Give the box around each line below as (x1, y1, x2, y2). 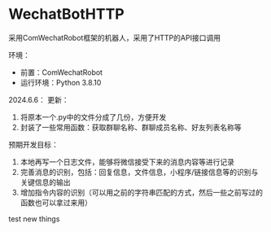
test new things (8, 213, 60, 224)
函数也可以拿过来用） (20, 197, 92, 208)
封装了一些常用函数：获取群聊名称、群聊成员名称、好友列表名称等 (20, 122, 242, 132)
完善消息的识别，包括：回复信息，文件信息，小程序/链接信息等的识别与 (20, 167, 259, 177)
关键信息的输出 (20, 177, 71, 187)
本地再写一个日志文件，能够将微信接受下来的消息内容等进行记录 (20, 156, 234, 167)
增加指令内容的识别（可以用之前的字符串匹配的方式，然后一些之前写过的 (20, 187, 263, 197)
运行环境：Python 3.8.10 (20, 77, 102, 87)
